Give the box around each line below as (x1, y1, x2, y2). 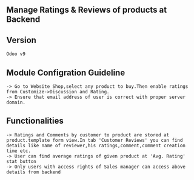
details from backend (6, 169, 61, 175)
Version (6, 35, 36, 45)
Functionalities (6, 116, 64, 126)
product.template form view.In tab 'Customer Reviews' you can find (6, 137, 183, 143)
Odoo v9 (6, 51, 26, 57)
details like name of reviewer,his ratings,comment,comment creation (6, 142, 186, 148)
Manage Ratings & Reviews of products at (6, 5, 167, 15)
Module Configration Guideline (6, 67, 125, 78)
